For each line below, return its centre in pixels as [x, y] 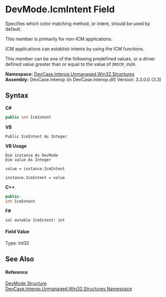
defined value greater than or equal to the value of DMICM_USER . [71, 64]
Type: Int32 [17, 243]
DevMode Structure [26, 283]
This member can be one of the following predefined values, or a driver [80, 59]
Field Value [17, 232]
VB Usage [16, 146]
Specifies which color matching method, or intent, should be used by [78, 24]
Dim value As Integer [28, 159]
